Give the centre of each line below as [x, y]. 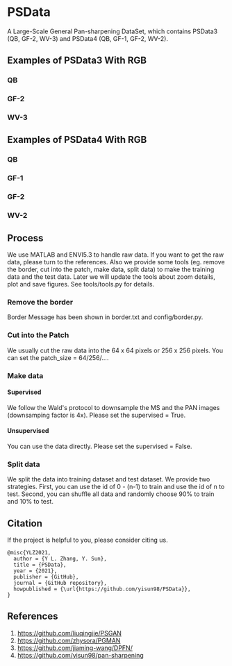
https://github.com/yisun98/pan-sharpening [80, 655]
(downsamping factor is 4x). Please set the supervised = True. [97, 415]
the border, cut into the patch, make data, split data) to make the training [111, 269]
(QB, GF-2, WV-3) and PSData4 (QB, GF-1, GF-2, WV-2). [88, 38]
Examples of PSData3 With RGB [77, 61]
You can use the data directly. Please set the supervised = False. [100, 446]
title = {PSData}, [40, 565]
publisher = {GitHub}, [46, 577]
